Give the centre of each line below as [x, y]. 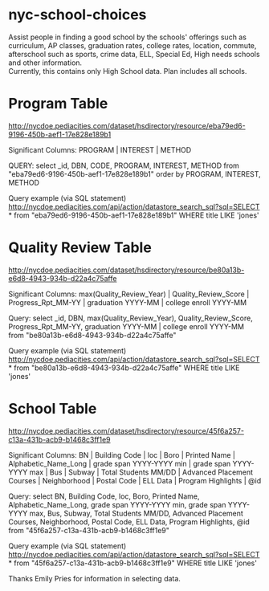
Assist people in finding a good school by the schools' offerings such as [128, 37]
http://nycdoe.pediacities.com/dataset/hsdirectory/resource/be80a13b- [126, 270]
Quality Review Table [80, 248]
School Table [53, 409]
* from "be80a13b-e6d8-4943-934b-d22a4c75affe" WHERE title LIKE [124, 368]
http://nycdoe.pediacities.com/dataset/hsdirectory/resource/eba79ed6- [127, 125]
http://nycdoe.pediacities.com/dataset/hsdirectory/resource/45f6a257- [126, 430]
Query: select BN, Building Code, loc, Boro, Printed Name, [104, 496]
